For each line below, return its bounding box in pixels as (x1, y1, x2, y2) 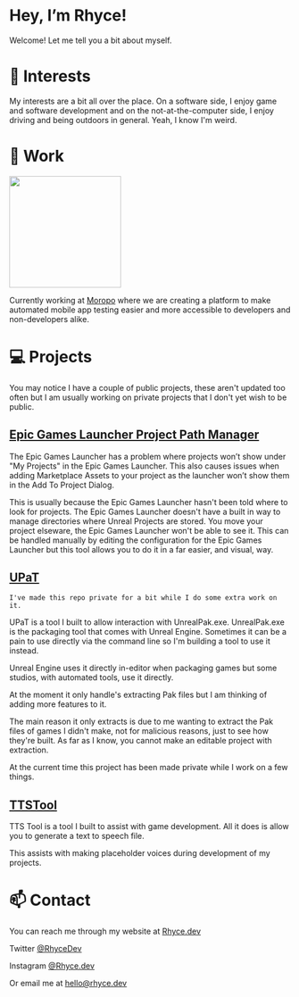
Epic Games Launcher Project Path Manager (9, 428, 260, 443)
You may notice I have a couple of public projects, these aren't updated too (9, 382, 286, 393)
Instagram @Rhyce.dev (9, 960, 96, 971)
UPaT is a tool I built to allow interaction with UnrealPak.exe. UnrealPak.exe (9, 617, 286, 627)
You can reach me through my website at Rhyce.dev (9, 926, 202, 937)
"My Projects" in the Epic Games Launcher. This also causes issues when (9, 461, 279, 471)
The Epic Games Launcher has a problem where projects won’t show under (9, 451, 287, 461)
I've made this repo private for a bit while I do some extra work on (9, 594, 278, 602)
